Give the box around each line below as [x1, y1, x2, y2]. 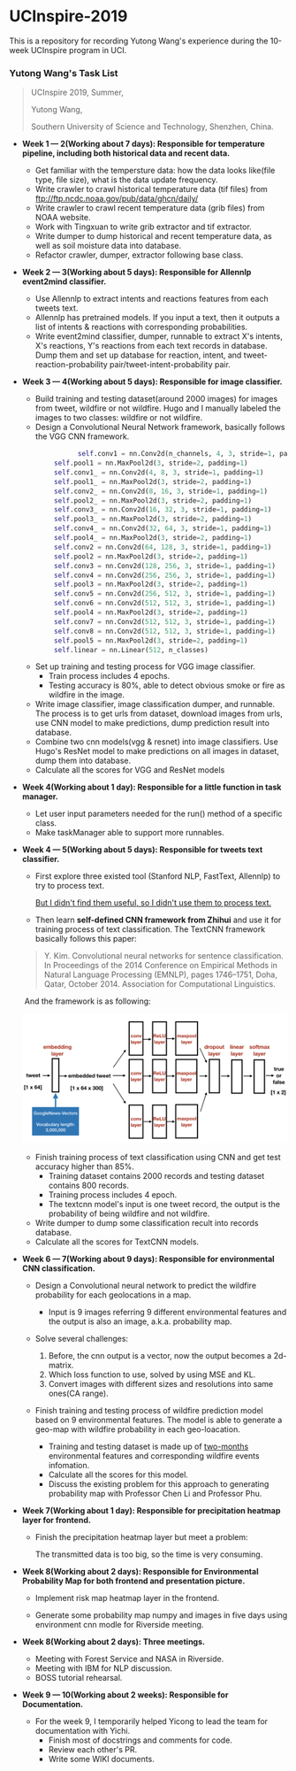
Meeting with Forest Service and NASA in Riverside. [34, 1653, 224, 1665]
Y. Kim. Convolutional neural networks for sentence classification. [43, 951, 285, 961]
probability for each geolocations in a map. [34, 1290, 192, 1300]
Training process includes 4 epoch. [48, 1190, 178, 1200]
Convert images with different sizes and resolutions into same [48, 1379, 274, 1390]
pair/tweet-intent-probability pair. [109, 359, 231, 370]
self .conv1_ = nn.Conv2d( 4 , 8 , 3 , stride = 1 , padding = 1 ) [54, 467, 264, 477]
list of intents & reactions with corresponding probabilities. [34, 321, 248, 333]
